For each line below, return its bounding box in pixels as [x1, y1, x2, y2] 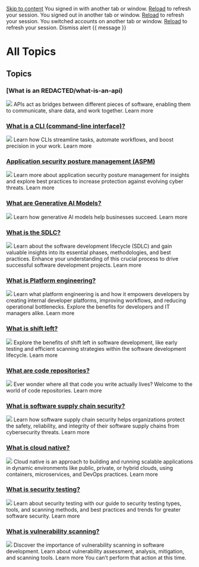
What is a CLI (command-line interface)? [6, 121, 126, 130]
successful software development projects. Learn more [6, 261, 141, 269]
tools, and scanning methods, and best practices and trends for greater [6, 506, 181, 513]
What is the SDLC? [6, 228, 61, 236]
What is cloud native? [6, 444, 70, 452]
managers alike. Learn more [6, 310, 75, 317]
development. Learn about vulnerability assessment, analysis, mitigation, [6, 548, 184, 555]
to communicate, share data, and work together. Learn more [6, 107, 153, 114]
